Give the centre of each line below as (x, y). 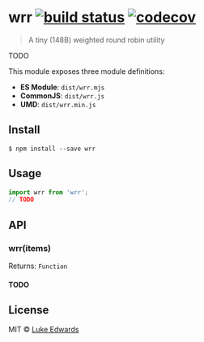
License (29, 310)
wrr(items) (30, 248)
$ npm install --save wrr (52, 149)
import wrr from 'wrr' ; (49, 192)
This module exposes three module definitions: (87, 71)
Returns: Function (38, 266)
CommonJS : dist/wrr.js (62, 95)
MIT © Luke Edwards (44, 330)
